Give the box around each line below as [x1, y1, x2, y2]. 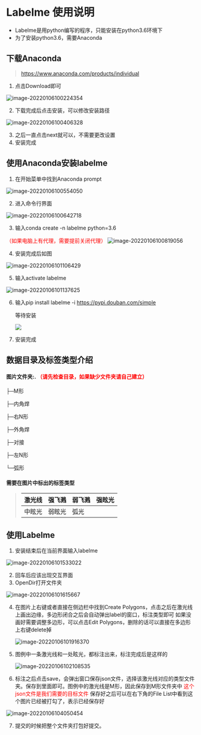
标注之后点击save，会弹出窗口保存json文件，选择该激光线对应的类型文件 [14, 675, 195, 683]
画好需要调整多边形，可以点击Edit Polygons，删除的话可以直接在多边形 [14, 619, 191, 626]
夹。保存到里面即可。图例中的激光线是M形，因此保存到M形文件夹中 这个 [14, 683, 195, 690]
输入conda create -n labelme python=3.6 [14, 224, 116, 231]
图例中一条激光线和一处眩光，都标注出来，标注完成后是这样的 [14, 651, 168, 658]
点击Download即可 [14, 82, 62, 89]
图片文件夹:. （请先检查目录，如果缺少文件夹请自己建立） [6, 373, 148, 380]
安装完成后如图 [14, 249, 52, 257]
